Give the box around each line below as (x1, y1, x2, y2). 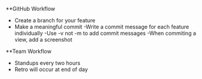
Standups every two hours (14, 60, 81, 66)
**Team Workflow (5, 48, 52, 55)
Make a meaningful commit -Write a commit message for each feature (14, 24, 189, 30)
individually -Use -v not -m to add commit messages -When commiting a (14, 30, 197, 37)
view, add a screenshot (14, 36, 73, 43)
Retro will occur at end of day (14, 66, 88, 73)
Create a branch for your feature (14, 17, 96, 24)
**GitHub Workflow (5, 5, 56, 12)
